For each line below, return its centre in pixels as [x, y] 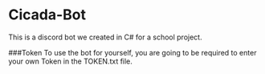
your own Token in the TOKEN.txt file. [70, 61]
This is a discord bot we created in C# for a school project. [105, 37]
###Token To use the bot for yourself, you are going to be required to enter [132, 52]
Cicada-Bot [47, 15]
